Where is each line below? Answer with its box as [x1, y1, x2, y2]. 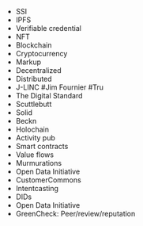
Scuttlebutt [15, 99, 52, 109]
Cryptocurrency [15, 49, 68, 58]
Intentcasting [15, 184, 59, 193]
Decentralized [15, 66, 62, 75]
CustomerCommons [15, 175, 81, 185]
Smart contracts [15, 142, 69, 151]
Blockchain [15, 40, 52, 50]
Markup [15, 57, 42, 67]
